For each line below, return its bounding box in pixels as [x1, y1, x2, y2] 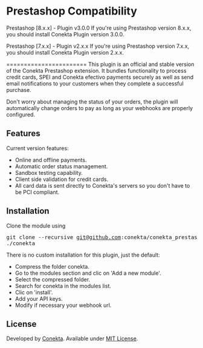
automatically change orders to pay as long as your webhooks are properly [6, 104, 193, 111]
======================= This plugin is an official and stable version [6, 61, 195, 68]
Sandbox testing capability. [14, 169, 83, 176]
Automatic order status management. [14, 162, 108, 170]
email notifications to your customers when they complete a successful [6, 80, 184, 87]
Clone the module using [6, 222, 66, 229]
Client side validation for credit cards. [14, 176, 109, 183]
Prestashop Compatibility [6, 4, 138, 18]
